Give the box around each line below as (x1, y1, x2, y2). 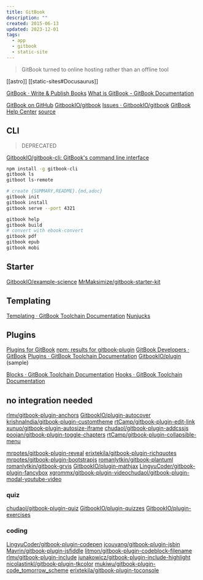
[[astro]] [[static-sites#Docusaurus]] (6, 77, 99, 85)
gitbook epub (6, 239, 40, 245)
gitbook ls (6, 171, 34, 178)
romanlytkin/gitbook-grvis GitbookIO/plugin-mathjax (6, 462, 139, 470)
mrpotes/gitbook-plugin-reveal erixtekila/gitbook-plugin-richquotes (6, 449, 177, 457)
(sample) (6, 359, 29, 367)
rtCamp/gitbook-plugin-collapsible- (107, 431, 197, 438)
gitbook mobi (6, 245, 40, 251)
